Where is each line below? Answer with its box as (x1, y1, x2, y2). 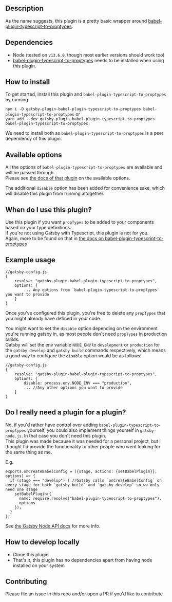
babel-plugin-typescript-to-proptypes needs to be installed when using (12, 57, 164, 63)
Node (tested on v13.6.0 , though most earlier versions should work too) (12, 51, 165, 58)
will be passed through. (5, 170, 55, 176)
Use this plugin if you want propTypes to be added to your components (5, 219, 154, 225)
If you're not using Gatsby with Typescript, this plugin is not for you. (5, 230, 149, 236)
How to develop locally (5, 538, 80, 546)
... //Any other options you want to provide (24, 385, 123, 390)
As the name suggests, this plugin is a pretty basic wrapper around (5, 17, 147, 24)
